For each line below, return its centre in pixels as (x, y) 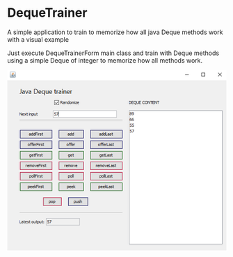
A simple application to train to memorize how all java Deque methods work (115, 32)
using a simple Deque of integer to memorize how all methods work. (105, 60)
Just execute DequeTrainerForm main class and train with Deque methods (113, 53)
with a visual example (38, 39)
